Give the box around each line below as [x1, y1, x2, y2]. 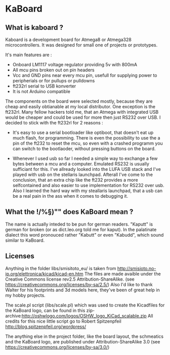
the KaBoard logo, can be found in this [5, 307, 86, 314]
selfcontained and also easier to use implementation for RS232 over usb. [12, 183, 164, 188]
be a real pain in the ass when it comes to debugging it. [12, 193, 128, 199]
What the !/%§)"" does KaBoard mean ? [5, 208, 134, 216]
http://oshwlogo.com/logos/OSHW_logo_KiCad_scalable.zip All [22, 313, 153, 319]
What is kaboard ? [5, 23, 64, 32]
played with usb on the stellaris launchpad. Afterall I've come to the [12, 171, 153, 177]
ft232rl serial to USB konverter [12, 83, 76, 89]
